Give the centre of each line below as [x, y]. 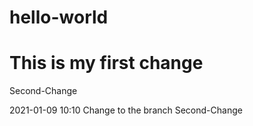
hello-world [59, 17]
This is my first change [106, 63]
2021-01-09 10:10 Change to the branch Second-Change [126, 110]
